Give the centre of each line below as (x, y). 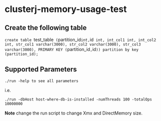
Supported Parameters (41, 69)
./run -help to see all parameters (42, 81)
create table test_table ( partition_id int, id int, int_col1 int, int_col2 (80, 39)
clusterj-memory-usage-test (66, 9)
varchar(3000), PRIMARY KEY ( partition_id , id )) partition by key (72, 49)
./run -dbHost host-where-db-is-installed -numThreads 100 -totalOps (79, 99)
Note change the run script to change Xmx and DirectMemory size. (74, 113)
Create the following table (46, 28)
